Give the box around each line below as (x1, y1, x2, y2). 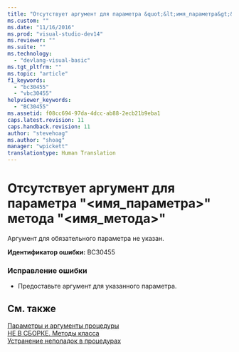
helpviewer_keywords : (7, 97, 72, 104)
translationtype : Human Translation (7, 150, 116, 157)
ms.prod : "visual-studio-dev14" (7, 30, 103, 38)
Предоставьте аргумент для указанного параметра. (17, 282, 177, 291)
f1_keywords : (7, 76, 46, 84)
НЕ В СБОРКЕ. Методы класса (7, 329, 100, 338)
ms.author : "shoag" (7, 136, 65, 143)
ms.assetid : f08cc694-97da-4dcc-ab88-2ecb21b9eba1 (7, 110, 161, 117)
